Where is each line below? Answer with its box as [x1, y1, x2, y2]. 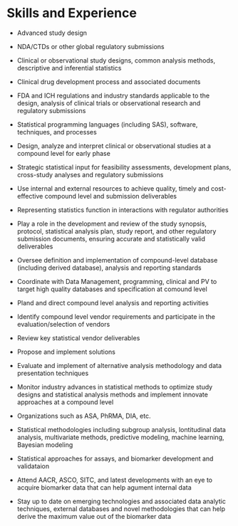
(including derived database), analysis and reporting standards [16, 263, 202, 272]
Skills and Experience [6, 5, 137, 21]
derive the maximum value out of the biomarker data [16, 512, 172, 520]
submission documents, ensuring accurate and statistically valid [16, 234, 206, 243]
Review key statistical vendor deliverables [16, 333, 140, 342]
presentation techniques [16, 369, 89, 377]
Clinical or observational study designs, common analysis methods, [16, 56, 215, 65]
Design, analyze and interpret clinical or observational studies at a [16, 141, 212, 150]
